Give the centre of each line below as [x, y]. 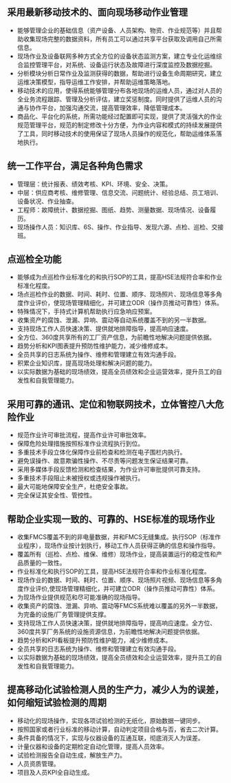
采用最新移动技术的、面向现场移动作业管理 [97, 12]
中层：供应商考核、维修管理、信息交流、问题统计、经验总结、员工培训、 [119, 192]
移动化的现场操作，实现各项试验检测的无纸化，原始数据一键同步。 [110, 720]
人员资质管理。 [38, 764]
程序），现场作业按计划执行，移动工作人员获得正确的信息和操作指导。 [121, 545]
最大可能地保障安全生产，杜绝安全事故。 [74, 487]
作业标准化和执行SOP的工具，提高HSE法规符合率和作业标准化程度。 [114, 572]
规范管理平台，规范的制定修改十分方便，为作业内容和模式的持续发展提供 [119, 125]
